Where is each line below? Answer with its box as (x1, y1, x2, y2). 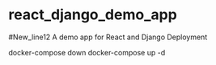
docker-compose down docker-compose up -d (8, 47, 166, 57)
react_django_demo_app (8, 6, 178, 24)
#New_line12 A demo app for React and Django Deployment (8, 32, 208, 42)
